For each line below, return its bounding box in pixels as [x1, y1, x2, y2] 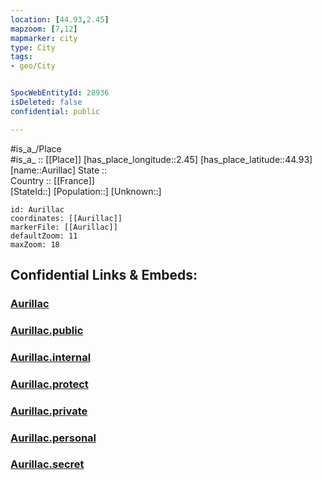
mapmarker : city [10, 33, 78, 43]
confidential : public [10, 106, 101, 116]
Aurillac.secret [10, 457, 85, 471]
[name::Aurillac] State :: [10, 164, 108, 176]
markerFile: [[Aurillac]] [10, 222, 118, 232]
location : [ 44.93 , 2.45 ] [10, 14, 110, 25]
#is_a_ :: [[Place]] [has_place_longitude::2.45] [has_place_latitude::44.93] [10, 153, 313, 165]
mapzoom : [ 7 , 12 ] [10, 24, 78, 34]
